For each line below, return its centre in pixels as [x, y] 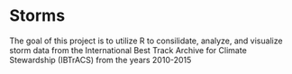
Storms [37, 16]
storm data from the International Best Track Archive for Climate [128, 50]
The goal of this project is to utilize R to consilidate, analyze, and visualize [146, 41]
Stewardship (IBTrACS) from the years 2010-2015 [100, 60]
